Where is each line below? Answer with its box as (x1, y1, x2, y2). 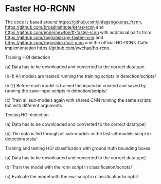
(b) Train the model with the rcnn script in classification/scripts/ (5, 164, 132, 170)
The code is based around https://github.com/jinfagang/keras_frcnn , (5, 19, 143, 25)
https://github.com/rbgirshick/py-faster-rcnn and (5, 35, 104, 40)
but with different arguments (5, 102, 62, 108)
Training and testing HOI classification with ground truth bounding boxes (5, 145, 151, 151)
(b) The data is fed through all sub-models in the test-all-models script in (5, 130, 151, 136)
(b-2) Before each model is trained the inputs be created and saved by (5, 82, 146, 88)
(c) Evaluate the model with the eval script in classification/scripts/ (5, 173, 139, 179)
